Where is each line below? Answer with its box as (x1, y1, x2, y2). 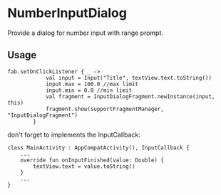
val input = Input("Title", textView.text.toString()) (45, 74, 212, 81)
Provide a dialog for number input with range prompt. (7, 28, 164, 37)
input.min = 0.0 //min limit (45, 87, 133, 94)
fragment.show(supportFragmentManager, (45, 105, 164, 112)
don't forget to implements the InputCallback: (7, 130, 141, 139)
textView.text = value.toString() (33, 162, 135, 170)
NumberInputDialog (7, 5, 127, 21)
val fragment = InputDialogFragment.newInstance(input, (45, 93, 215, 100)
